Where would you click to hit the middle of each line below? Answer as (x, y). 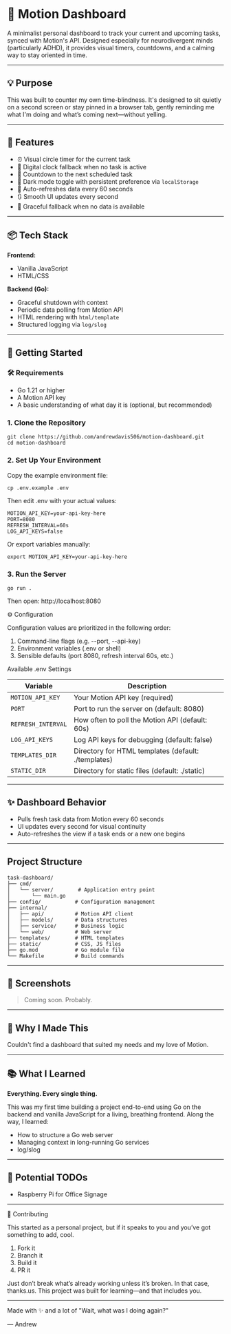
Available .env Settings (40, 669)
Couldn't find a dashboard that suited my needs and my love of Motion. (108, 1045)
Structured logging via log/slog (62, 325)
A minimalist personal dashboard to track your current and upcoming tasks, (114, 33)
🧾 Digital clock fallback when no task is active (81, 167)
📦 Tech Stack (38, 235)
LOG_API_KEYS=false (35, 531)
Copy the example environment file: (57, 475)
